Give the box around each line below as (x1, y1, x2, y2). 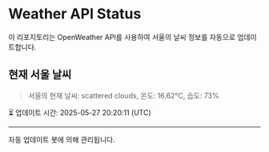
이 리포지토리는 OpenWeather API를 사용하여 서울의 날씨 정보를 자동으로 (8, 32, 236, 42)
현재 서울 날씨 (8, 68, 72, 82)
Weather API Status (8, 5, 142, 23)
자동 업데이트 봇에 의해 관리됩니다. (8, 134, 115, 144)
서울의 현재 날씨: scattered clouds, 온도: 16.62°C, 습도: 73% (27, 90, 220, 100)
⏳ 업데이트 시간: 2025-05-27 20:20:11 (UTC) (8, 107, 152, 117)
